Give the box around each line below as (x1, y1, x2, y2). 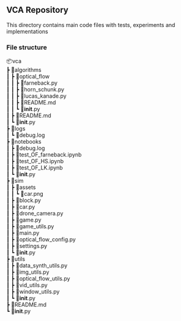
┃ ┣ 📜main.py (6, 230, 40, 237)
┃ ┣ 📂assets (6, 184, 36, 191)
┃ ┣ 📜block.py (6, 196, 42, 204)
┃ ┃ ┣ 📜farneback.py (6, 79, 58, 87)
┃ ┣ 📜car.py (6, 203, 35, 211)
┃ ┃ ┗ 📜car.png (6, 190, 44, 198)
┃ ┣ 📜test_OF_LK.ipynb (6, 164, 63, 171)
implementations (6, 28, 49, 35)
